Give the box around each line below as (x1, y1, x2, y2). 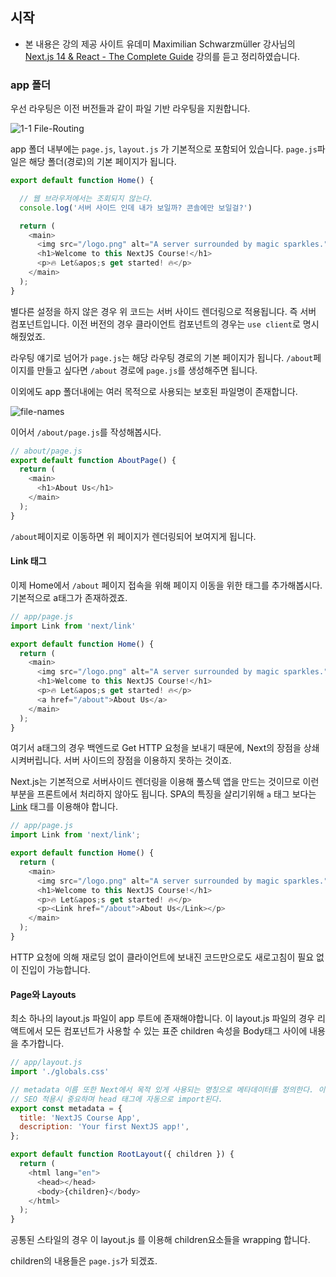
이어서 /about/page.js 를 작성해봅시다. (10, 426, 162, 438)
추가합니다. (20, 1038, 65, 1050)
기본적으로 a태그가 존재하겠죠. (10, 591, 128, 603)
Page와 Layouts (10, 988, 77, 1000)
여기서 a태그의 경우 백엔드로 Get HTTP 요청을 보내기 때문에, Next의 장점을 (10, 742, 302, 754)
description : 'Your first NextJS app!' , (19, 1122, 190, 1132)
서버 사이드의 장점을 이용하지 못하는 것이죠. (63, 754, 232, 767)
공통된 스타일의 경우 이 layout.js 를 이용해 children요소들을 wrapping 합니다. (10, 1234, 311, 1246)
